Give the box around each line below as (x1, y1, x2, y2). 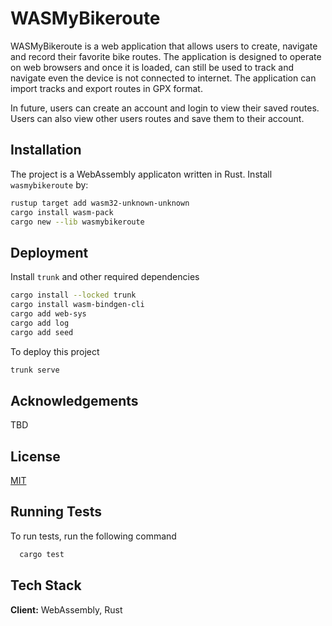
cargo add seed (10, 327, 74, 337)
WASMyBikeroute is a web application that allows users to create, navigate (10, 40, 318, 52)
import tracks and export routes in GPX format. (10, 82, 203, 94)
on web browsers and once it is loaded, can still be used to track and (10, 61, 295, 73)
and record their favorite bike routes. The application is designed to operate (10, 50, 322, 62)
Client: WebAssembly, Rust (10, 603, 123, 616)
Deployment (10, 244, 89, 261)
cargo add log (10, 318, 70, 328)
